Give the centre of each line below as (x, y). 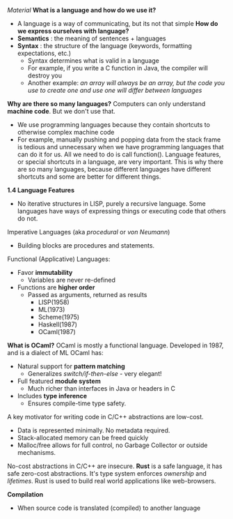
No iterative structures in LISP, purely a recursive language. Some (112, 204)
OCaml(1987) (57, 332)
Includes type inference (52, 396)
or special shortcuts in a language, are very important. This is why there (120, 162)
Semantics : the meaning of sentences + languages (91, 38)
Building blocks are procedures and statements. (86, 246)
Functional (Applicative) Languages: (59, 259)
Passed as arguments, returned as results (87, 295)
